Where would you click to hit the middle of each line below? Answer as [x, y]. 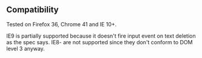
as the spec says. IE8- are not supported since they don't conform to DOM [99, 42]
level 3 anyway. [26, 48]
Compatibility [32, 10]
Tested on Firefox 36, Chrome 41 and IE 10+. [62, 24]
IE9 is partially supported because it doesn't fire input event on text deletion [101, 36]
